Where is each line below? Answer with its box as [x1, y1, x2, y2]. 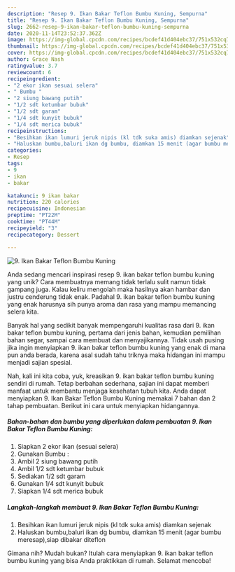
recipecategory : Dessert [7, 231, 80, 238]
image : [7, 36, 27, 43]
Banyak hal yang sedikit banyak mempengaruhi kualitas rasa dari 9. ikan [7, 321, 215, 329]
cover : [7, 50, 27, 57]
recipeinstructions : [7, 127, 68, 134]
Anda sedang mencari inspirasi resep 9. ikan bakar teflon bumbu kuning [7, 270, 215, 279]
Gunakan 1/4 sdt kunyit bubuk [17, 480, 104, 488]
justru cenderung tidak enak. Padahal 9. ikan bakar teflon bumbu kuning [7, 292, 215, 301]
